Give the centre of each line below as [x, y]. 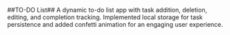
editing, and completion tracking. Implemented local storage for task [105, 17]
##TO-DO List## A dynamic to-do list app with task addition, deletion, [107, 10]
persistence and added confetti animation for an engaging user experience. [115, 24]
